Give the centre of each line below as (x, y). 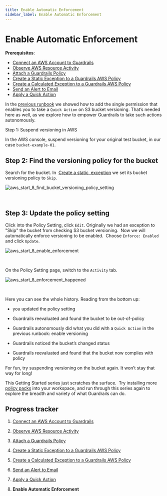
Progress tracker (32, 409)
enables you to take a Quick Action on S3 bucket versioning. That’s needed (83, 109)
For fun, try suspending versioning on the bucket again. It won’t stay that (80, 368)
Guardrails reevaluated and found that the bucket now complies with (83, 353)
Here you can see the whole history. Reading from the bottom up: (72, 299)
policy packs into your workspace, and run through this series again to (78, 388)
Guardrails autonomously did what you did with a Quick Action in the (83, 328)
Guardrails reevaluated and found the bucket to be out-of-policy (78, 318)
